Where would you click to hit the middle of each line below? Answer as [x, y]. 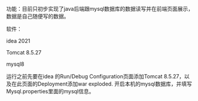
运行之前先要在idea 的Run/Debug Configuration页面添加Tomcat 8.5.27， [95, 76]
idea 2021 [18, 41]
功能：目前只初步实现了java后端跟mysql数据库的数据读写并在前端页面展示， [100, 9]
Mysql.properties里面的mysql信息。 [50, 91]
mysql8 [15, 64]
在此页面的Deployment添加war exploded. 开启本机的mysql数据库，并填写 [102, 84]
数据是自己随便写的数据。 [38, 16]
